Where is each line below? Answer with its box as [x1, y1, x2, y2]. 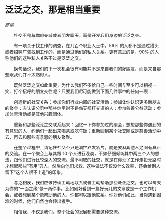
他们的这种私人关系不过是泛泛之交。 [9, 55, 83, 61]
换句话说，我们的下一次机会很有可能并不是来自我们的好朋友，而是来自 [13, 65, 157, 72]
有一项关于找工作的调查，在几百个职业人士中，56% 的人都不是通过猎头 [13, 42, 159, 48]
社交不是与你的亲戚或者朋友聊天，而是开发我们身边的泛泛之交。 [13, 32, 144, 38]
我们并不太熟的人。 [13, 72, 53, 77]
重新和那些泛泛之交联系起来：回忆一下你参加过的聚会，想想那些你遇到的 [13, 121, 161, 127]
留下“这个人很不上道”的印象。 [5, 169, 66, 175]
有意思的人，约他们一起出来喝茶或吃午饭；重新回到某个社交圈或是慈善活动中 [5, 128, 161, 134]
